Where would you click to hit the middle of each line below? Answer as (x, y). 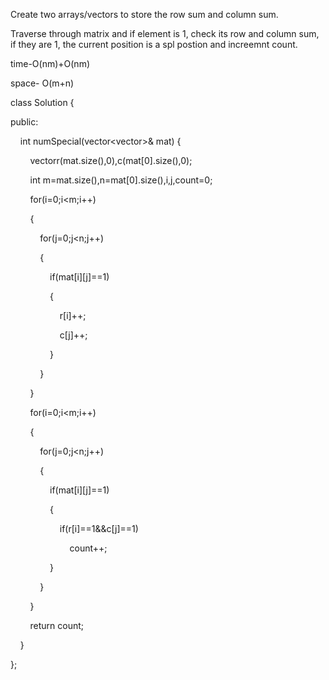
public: (24, 122)
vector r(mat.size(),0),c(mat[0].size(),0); (111, 160)
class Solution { (42, 102)
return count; (57, 625)
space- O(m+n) (42, 83)
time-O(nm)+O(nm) (50, 63)
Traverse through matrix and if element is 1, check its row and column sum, (165, 33)
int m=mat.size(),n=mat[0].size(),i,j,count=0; (121, 180)
